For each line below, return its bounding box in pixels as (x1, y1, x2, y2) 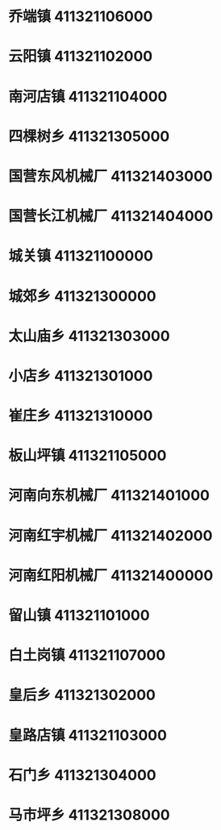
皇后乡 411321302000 (8, 686, 156, 704)
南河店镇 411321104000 (8, 87, 168, 106)
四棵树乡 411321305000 (8, 127, 170, 145)
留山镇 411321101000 (8, 607, 151, 624)
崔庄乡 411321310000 (8, 407, 153, 425)
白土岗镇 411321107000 (8, 646, 166, 665)
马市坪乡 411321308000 (8, 806, 171, 824)
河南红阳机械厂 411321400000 (8, 566, 214, 585)
